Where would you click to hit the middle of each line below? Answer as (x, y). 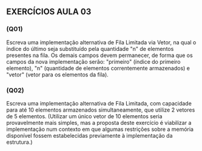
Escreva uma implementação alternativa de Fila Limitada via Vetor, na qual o (101, 42)
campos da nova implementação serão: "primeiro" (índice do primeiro (93, 61)
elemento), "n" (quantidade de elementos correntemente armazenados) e (98, 68)
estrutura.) (19, 142)
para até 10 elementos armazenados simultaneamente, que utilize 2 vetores (101, 110)
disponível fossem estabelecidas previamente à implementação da (89, 135)
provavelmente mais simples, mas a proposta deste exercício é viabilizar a (99, 122)
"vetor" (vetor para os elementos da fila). (58, 75)
